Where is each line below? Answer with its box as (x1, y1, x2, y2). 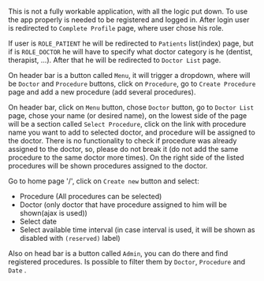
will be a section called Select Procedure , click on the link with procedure (8, 120, 247, 128)
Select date (19, 216, 58, 226)
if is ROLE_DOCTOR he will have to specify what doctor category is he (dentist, (8, 47, 253, 56)
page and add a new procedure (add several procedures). (8, 87, 196, 97)
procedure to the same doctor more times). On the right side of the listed (8, 153, 244, 162)
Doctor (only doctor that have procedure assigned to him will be (19, 200, 227, 209)
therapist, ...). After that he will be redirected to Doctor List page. (8, 55, 221, 65)
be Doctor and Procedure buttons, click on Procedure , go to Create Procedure (8, 79, 256, 88)
